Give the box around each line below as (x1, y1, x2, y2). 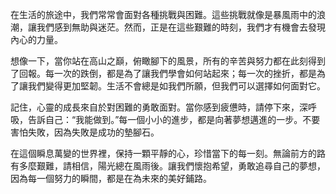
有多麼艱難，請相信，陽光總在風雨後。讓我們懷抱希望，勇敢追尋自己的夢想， (10, 160, 326, 172)
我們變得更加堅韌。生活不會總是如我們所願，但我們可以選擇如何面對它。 (27, 80, 326, 92)
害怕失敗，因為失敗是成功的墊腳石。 (10, 126, 160, 138)
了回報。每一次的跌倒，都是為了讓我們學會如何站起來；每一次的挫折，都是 (10, 68, 317, 79)
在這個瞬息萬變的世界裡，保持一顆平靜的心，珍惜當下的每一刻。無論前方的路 (10, 148, 326, 159)
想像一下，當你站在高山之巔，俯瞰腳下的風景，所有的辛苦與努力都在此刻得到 (10, 55, 326, 67)
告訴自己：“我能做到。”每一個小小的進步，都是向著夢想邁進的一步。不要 (27, 114, 321, 125)
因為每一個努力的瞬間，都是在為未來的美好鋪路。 (10, 173, 212, 184)
